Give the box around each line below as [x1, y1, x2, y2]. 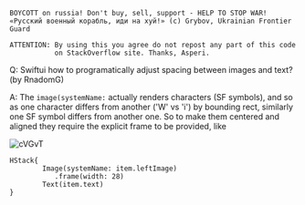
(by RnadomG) [9, 74, 65, 85]
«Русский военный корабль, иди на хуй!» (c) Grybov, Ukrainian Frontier [9, 16, 292, 26]
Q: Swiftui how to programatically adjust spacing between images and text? [9, 65, 294, 75]
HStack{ [9, 156, 39, 165]
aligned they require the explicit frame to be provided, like [9, 121, 226, 131]
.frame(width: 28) [54, 172, 125, 181]
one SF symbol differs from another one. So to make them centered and [9, 111, 280, 122]
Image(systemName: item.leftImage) [42, 164, 178, 173]
